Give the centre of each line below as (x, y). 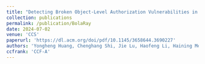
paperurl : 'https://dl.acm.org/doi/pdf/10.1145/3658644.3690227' (91, 40)
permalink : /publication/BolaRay (49, 23)
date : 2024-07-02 (28, 29)
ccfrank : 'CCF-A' (28, 52)
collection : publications (39, 18)
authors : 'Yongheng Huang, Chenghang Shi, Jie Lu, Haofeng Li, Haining (99, 46)
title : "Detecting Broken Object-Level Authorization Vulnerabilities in (102, 12)
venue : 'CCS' (23, 35)
